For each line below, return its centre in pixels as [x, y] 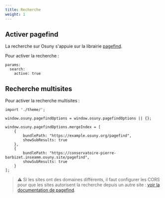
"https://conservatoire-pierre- [83, 153]
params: [13, 65]
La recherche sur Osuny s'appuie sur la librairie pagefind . [64, 46]
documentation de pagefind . [46, 190]
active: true [27, 74]
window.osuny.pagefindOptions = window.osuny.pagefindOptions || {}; [79, 119]
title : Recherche [23, 10]
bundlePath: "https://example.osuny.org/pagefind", [78, 136]
